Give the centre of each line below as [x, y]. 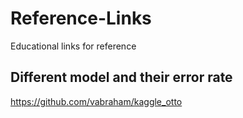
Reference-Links [81, 18]
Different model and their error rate [121, 77]
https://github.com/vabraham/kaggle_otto [96, 101]
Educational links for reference [73, 46]
